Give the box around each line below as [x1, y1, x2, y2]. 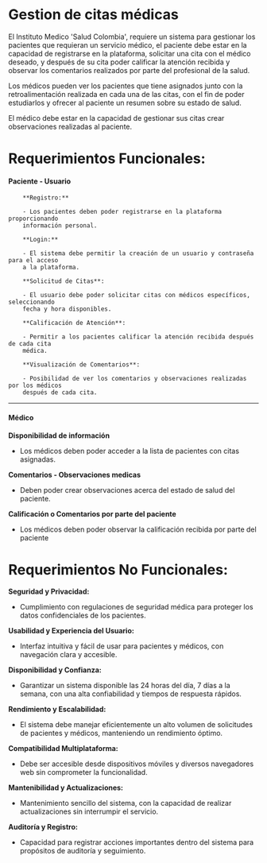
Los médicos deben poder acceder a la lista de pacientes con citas [19, 446, 240, 455]
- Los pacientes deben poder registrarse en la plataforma [22, 208, 222, 216]
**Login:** [22, 236, 59, 244]
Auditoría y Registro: [8, 822, 78, 832]
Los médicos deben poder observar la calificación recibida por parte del [19, 524, 257, 534]
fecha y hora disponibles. [22, 305, 112, 313]
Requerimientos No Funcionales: [8, 560, 229, 579]
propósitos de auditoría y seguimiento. [19, 846, 146, 856]
